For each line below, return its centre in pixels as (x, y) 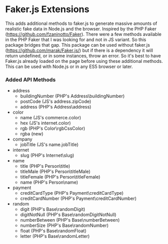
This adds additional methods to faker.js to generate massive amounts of (81, 23)
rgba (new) (32, 134)
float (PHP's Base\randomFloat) (53, 231)
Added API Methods (30, 80)
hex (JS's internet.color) (45, 123)
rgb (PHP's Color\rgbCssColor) (53, 128)
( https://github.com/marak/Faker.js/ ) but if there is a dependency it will (79, 50)
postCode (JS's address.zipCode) (56, 101)
